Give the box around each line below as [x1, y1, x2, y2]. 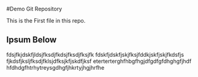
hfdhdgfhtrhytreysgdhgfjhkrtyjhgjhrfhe [6, 64, 105, 71]
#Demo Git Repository [6, 5, 63, 12]
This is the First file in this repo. [6, 17, 86, 24]
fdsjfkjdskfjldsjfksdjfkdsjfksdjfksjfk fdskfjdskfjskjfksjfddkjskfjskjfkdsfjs [6, 51, 185, 58]
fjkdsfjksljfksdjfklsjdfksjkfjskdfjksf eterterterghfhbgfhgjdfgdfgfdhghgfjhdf [6, 57, 192, 65]
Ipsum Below [6, 35, 57, 45]
